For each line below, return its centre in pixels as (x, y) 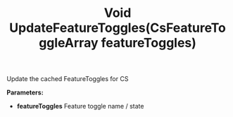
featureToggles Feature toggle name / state (80, 106)
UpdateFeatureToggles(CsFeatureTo (118, 28)
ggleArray (69, 43)
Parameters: (25, 92)
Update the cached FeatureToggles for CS (68, 79)
